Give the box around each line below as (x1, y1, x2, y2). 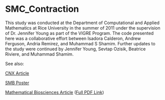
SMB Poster (5, 80, 30, 86)
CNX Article (5, 70, 29, 76)
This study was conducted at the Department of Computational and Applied (5, 20, 160, 26)
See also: (5, 61, 24, 67)
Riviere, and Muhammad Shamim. (5, 51, 74, 57)
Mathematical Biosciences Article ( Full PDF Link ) (5, 89, 104, 95)
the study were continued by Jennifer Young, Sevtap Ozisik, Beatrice (5, 46, 146, 52)
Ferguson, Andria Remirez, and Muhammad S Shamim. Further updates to (5, 40, 156, 46)
